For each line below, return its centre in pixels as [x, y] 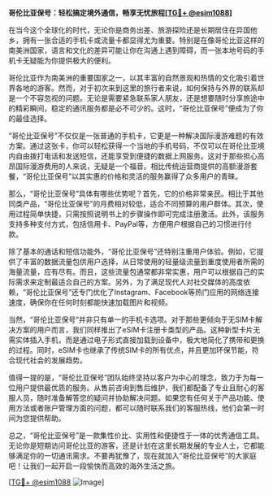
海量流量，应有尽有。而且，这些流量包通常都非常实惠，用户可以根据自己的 [133, 272]
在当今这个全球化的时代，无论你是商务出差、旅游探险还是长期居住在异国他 [133, 30]
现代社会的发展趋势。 [51, 360]
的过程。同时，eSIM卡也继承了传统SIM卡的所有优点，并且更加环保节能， [130, 350]
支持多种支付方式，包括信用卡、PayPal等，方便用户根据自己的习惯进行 [127, 224]
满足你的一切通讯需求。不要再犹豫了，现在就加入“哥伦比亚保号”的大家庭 [136, 456]
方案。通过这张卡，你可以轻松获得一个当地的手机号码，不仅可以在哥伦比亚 [133, 146]
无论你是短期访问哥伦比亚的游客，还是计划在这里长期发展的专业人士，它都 [133, 445]
